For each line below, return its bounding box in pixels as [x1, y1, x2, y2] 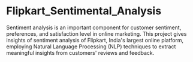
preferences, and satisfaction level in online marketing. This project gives [6, 30, 187, 37]
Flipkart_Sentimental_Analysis [6, 4, 162, 18]
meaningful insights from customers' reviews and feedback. [6, 49, 155, 56]
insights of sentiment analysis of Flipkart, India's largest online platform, [6, 36, 184, 44]
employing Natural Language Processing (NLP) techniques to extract [6, 43, 176, 50]
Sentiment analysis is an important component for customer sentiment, [6, 24, 182, 31]
